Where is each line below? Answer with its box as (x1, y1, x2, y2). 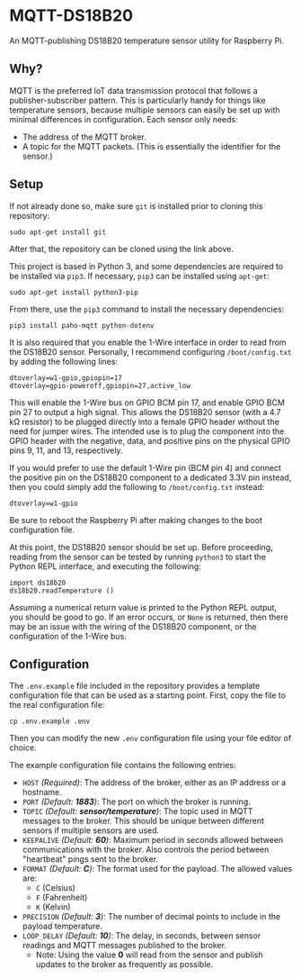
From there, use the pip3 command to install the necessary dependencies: (9, 303, 285, 314)
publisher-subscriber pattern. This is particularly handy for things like (9, 95, 267, 105)
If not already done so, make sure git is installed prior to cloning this (9, 200, 263, 212)
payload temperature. (22, 920, 103, 932)
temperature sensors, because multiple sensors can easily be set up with (9, 104, 280, 115)
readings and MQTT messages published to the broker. (22, 940, 227, 951)
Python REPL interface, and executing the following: (9, 560, 202, 572)
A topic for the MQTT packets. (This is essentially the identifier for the (22, 140, 281, 151)
